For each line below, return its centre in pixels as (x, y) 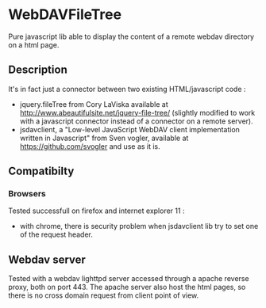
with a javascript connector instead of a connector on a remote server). (136, 121)
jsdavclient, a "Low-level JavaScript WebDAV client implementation (130, 129)
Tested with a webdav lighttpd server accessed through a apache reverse (129, 279)
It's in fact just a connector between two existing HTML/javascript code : (127, 89)
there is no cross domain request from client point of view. (104, 295)
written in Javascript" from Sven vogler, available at (104, 138)
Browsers (27, 194)
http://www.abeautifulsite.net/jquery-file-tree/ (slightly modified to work (137, 112)
